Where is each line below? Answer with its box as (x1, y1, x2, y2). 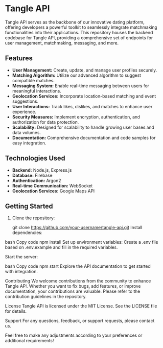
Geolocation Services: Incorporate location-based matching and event (12, 93, 156, 99)
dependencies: (12, 230, 43, 235)
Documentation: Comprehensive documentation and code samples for (12, 135, 156, 140)
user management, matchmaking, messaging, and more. (5, 40, 119, 46)
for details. (5, 308, 27, 314)
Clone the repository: (12, 215, 55, 221)
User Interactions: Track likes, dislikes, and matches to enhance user (12, 103, 153, 109)
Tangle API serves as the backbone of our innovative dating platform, (5, 19, 145, 25)
